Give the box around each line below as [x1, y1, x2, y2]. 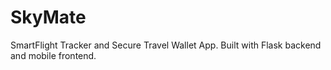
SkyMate [10, 6, 87, 29]
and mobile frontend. [10, 49, 97, 61]
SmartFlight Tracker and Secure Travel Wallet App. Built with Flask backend [10, 39, 322, 51]
